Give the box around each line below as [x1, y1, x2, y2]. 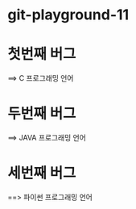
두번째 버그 [7, 105, 76, 123]
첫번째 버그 [7, 45, 76, 64]
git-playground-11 [7, 6, 130, 24]
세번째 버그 [7, 164, 76, 182]
